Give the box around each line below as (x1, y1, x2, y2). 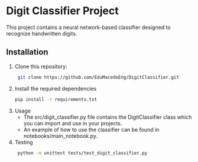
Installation (6, 47, 48, 57)
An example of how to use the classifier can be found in (23, 126, 160, 133)
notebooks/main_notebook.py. (23, 132, 98, 140)
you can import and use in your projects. (23, 119, 122, 127)
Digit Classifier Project (6, 4, 119, 18)
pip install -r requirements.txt (14, 96, 98, 102)
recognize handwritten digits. (6, 30, 77, 37)
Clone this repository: (14, 63, 67, 70)
